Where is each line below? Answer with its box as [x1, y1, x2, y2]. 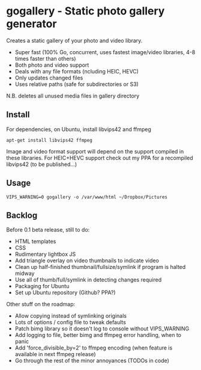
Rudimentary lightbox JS [14, 251, 76, 258]
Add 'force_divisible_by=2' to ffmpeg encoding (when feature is [14, 344, 173, 351]
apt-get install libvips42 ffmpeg [6, 137, 93, 143]
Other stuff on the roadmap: [6, 301, 76, 308]
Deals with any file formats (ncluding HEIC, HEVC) [14, 67, 139, 75]
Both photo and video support [14, 61, 89, 69]
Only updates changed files [14, 74, 83, 81]
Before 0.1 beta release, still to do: [6, 226, 90, 233]
